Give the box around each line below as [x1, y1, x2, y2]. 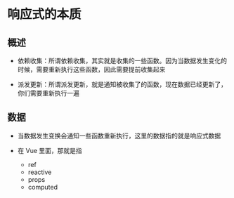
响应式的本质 [7, 6, 82, 22]
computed [27, 183, 58, 191]
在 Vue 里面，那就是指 [17, 146, 82, 154]
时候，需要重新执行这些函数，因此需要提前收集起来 [17, 65, 166, 74]
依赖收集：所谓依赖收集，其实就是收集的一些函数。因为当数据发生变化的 [17, 57, 227, 65]
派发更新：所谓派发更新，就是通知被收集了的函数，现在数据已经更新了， [17, 80, 227, 88]
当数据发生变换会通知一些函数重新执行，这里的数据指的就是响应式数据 [17, 131, 221, 140]
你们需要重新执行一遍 [17, 89, 79, 97]
